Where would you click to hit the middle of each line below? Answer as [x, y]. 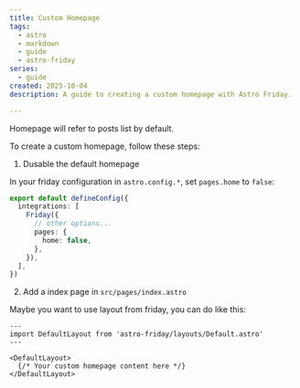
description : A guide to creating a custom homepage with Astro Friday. [151, 94]
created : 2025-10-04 [49, 86]
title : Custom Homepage [55, 18]
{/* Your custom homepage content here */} [102, 366]
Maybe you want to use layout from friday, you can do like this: [128, 309]
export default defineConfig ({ [69, 198]
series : [24, 69]
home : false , [67, 240]
